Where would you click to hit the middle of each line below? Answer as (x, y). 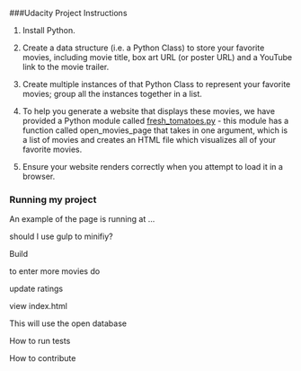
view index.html (38, 306)
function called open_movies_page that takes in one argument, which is (155, 130)
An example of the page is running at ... (82, 219)
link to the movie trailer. (66, 67)
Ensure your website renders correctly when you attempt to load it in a (152, 167)
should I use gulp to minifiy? (62, 236)
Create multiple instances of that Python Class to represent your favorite (156, 84)
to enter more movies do (55, 271)
